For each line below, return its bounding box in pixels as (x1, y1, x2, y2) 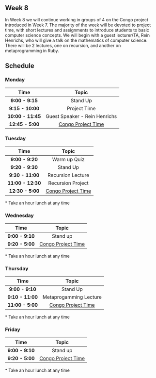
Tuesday (5, 135, 26, 142)
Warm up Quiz (52, 156, 85, 163)
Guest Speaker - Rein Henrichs (46, 113, 117, 119)
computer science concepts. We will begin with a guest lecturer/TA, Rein (5, 32, 150, 38)
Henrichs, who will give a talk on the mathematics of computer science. (5, 37, 148, 43)
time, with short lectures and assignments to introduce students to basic (5, 27, 149, 33)
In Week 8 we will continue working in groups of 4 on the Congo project (5, 16, 149, 22)
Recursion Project (48, 180, 89, 186)
